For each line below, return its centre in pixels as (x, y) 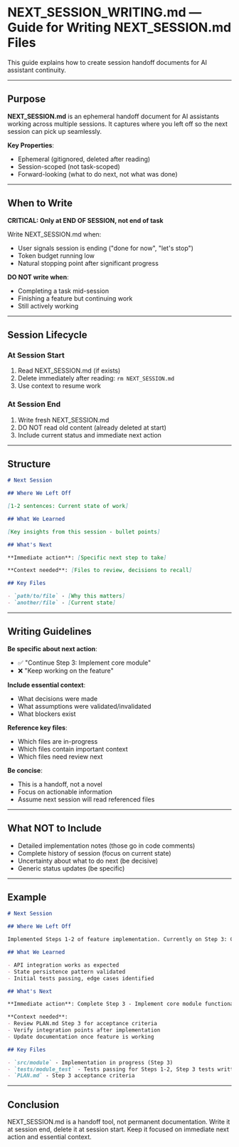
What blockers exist (47, 714)
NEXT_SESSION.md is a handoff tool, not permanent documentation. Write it (119, 1122)
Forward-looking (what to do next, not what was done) (97, 174)
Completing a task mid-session (63, 291)
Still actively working (48, 306)
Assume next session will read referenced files (86, 799)
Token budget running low (56, 255)
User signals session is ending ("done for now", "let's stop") (106, 248)
